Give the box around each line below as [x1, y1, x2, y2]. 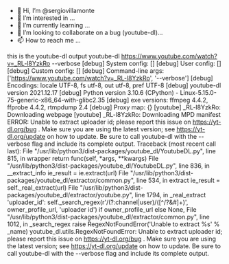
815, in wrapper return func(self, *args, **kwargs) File [7, 155, 159, 162]
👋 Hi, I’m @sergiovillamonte [16, 7, 95, 14]
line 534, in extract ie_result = [136, 176, 221, 184]
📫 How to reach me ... [16, 36, 81, 44]
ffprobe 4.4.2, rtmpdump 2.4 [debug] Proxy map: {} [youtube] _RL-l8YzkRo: [7, 103, 221, 111]
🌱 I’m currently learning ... [16, 21, 91, 29]
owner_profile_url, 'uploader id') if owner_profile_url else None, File [7, 206, 197, 213]
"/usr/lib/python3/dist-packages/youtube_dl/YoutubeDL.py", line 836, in [7, 162, 210, 170]
